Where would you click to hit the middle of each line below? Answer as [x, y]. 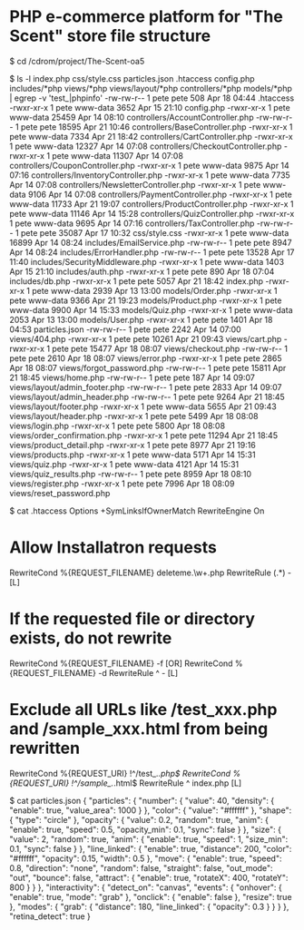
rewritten [44, 748]
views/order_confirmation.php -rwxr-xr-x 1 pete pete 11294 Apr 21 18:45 [144, 435]
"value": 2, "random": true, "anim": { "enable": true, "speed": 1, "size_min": [149, 839]
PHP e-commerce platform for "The [146, 17]
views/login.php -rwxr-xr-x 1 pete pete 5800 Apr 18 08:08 [117, 426]
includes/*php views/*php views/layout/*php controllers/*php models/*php [151, 88]
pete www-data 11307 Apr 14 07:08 [118, 155]
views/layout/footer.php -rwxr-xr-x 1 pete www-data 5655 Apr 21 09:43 [143, 406]
